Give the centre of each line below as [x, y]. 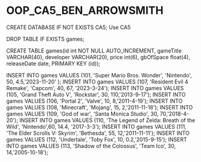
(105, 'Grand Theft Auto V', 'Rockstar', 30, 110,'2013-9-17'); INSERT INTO [96, 94]
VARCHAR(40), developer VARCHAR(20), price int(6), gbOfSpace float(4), [98, 57]
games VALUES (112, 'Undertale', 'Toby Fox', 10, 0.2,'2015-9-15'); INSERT [97, 139]
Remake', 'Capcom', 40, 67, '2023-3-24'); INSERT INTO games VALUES [95, 88]
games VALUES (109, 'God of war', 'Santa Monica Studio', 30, [82, 114]
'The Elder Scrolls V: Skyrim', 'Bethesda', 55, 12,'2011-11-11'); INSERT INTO [98, 133]
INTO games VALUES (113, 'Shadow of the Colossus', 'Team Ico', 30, [91, 146]
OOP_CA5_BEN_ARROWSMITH [85, 11]
